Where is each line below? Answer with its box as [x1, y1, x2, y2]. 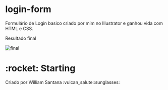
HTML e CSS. [5, 25, 34, 31]
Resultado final [5, 35, 36, 41]
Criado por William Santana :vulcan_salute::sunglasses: [5, 79, 120, 85]
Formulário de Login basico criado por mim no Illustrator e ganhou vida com [5, 20, 163, 26]
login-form [5, 4, 51, 15]
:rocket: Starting [5, 63, 76, 74]
